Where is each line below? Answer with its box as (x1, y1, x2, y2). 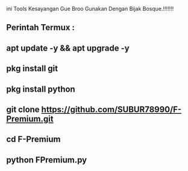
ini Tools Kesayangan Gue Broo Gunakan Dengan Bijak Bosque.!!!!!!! (6, 5, 174, 12)
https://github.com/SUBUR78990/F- (41, 104, 182, 114)
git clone (6, 104, 40, 114)
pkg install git (6, 63, 58, 74)
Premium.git (6, 114, 54, 124)
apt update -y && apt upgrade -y (6, 43, 130, 53)
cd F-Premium (6, 134, 61, 145)
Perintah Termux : (6, 22, 75, 33)
